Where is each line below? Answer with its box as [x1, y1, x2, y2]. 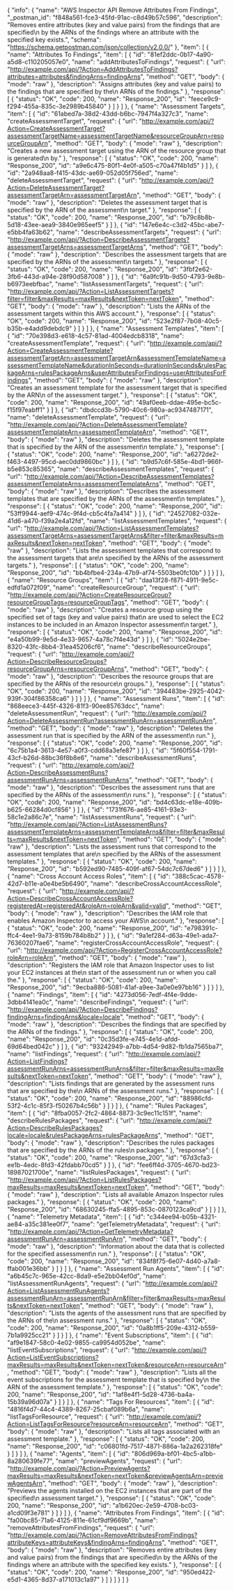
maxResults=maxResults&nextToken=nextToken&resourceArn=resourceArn [7, 1361, 224, 1368]
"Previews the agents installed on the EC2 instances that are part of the [7, 1487, 212, 1495]
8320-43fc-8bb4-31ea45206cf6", [7, 642, 106, 651]
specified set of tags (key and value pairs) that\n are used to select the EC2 [7, 613, 224, 621]
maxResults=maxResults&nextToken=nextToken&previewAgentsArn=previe [7, 1472, 224, 1480]
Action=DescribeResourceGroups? [7, 658, 107, 665]
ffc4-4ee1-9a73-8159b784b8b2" [7, 932, 102, 939]
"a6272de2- [184, 450, 219, 458]
